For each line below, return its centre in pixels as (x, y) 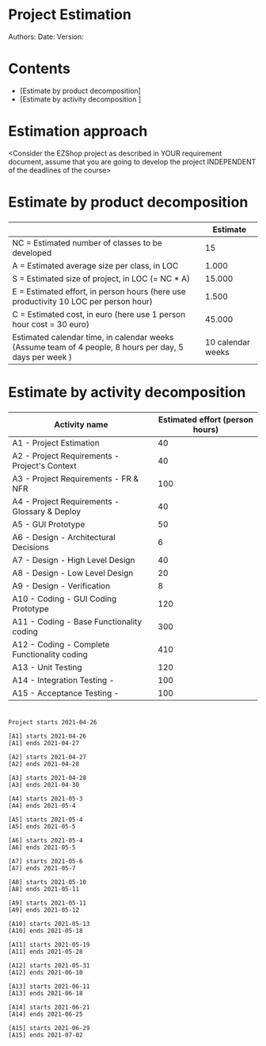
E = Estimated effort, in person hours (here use (99, 291)
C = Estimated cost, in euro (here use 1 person (99, 314)
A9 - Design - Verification (61, 586)
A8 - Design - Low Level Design (73, 573)
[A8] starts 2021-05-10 (47, 882)
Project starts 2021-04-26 (53, 722)
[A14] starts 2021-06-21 (49, 1007)
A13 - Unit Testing (47, 667)
